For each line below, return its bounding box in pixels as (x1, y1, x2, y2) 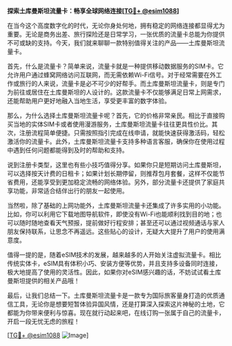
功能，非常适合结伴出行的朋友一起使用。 (12, 187, 128, 194)
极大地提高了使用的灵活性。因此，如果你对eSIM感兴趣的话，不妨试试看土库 (7, 268, 222, 276)
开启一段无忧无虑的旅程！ (7, 318, 80, 325)
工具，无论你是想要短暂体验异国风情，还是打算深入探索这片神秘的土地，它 (12, 300, 225, 308)
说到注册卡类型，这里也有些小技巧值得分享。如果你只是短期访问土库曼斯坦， (7, 161, 225, 169)
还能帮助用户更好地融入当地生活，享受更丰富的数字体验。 (7, 97, 171, 104)
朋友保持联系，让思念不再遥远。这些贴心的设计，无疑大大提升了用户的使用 (7, 228, 219, 235)
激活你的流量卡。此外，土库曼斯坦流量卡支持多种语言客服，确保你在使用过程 (7, 138, 225, 145)
